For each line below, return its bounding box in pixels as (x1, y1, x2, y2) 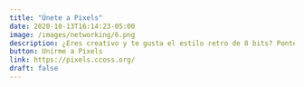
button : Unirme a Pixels (9, 47, 103, 56)
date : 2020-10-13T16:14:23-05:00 (9, 22, 136, 31)
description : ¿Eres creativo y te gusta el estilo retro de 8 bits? (9, 38, 273, 48)
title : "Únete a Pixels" (9, 13, 103, 23)
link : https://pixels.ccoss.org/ (9, 55, 136, 64)
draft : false (9, 64, 59, 73)
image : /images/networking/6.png (9, 30, 136, 39)
